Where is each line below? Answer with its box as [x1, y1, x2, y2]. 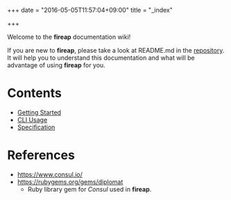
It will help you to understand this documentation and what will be [7, 53, 196, 62]
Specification [17, 123, 55, 131]
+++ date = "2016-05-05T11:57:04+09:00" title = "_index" [7, 6, 173, 14]
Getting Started [17, 108, 61, 117]
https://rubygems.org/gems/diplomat [17, 177, 123, 186]
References [7, 147, 75, 163]
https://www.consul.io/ [17, 170, 83, 178]
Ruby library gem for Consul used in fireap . [27, 185, 152, 193]
